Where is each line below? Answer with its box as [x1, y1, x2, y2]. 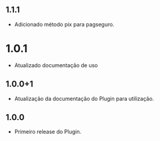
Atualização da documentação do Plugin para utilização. [14, 95, 155, 102]
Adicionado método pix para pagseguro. [14, 20, 115, 28]
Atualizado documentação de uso [14, 61, 98, 68]
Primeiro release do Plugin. [14, 128, 82, 136]
